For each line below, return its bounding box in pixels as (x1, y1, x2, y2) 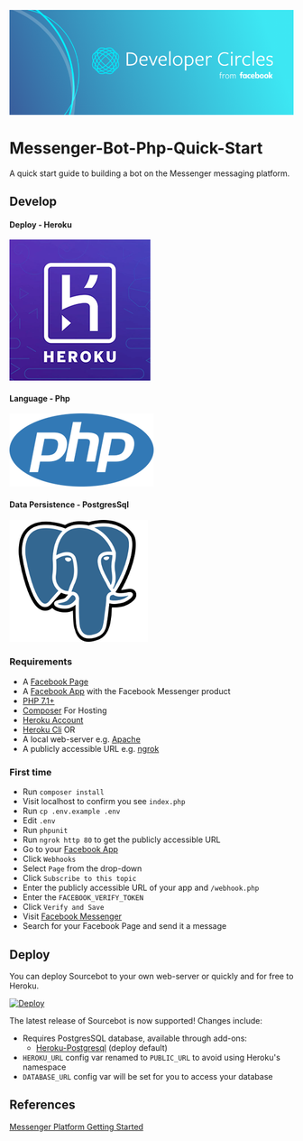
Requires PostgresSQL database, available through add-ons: (22, 1033, 248, 1044)
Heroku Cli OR (22, 724, 76, 735)
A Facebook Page (22, 676, 88, 687)
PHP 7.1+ (22, 695, 55, 706)
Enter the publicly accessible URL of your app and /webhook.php (22, 882, 260, 894)
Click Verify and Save (22, 902, 105, 913)
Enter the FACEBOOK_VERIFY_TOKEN (22, 892, 144, 903)
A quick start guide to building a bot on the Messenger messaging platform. (9, 168, 290, 179)
